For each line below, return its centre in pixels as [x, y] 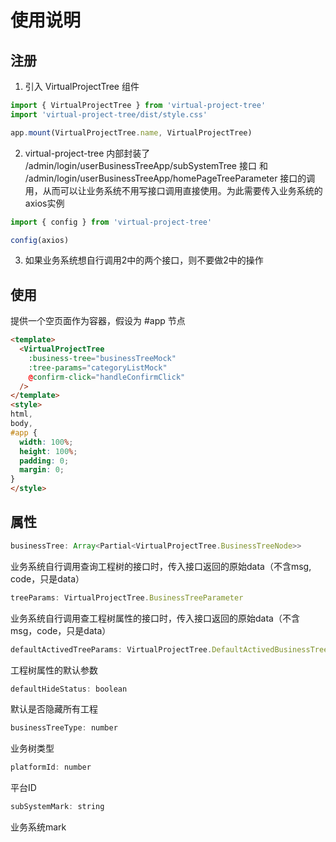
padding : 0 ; [44, 461]
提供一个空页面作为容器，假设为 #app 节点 [98, 321]
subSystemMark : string [57, 807]
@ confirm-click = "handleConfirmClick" [107, 377]
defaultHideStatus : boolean [69, 689]
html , [21, 414]
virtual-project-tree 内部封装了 [87, 153]
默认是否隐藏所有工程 [54, 709]
